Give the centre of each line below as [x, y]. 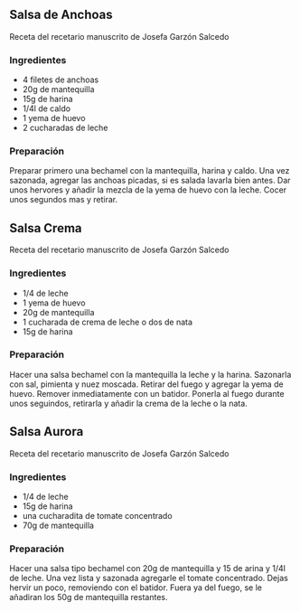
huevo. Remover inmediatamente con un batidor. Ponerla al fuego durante [147, 393]
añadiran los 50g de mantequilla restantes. [89, 597]
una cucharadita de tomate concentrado [98, 515]
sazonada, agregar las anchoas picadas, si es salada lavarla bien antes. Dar [150, 181]
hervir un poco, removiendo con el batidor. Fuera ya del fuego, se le [136, 587]
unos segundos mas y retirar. [64, 200]
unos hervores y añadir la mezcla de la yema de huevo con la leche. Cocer [148, 190]
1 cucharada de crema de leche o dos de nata [107, 322]
